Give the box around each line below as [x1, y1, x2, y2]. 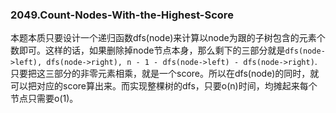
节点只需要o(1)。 [10, 93, 79, 105]
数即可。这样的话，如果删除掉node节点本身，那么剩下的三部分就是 [10, 44, 286, 57]
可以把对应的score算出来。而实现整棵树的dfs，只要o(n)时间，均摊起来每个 [10, 80, 318, 92]
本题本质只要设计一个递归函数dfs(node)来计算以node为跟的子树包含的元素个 [10, 32, 326, 44]
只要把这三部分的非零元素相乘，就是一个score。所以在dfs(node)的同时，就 [10, 68, 320, 80]
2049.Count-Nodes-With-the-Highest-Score [10, 8, 234, 22]
